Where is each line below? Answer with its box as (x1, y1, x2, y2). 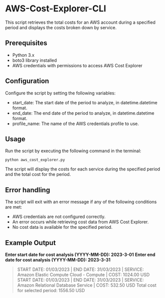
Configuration (5, 77, 49, 85)
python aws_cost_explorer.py (5, 158, 65, 163)
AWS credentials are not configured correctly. (12, 213, 106, 220)
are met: (5, 204, 22, 210)
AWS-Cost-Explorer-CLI (5, 3, 106, 14)
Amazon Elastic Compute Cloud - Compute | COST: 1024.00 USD (17, 272, 150, 277)
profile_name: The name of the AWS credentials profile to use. (12, 121, 139, 127)
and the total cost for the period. (5, 171, 71, 177)
